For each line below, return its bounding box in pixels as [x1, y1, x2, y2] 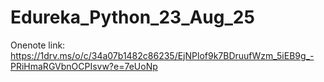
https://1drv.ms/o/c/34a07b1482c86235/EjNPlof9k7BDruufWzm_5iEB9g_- [10, 49, 315, 61]
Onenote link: [10, 39, 66, 51]
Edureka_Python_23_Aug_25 [10, 6, 255, 29]
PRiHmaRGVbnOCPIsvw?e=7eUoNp [10, 60, 158, 72]
